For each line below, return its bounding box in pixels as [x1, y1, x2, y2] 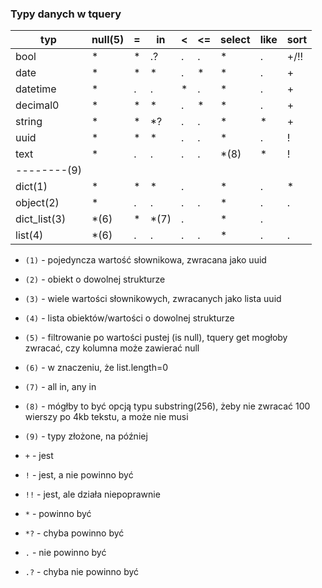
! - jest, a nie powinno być [24, 469, 134, 481]
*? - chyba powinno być [24, 527, 125, 539]
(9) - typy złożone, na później [24, 430, 148, 442]
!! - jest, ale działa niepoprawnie [24, 488, 161, 501]
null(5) [91, 33, 125, 47]
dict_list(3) [15, 212, 67, 226]
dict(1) [15, 180, 48, 194]
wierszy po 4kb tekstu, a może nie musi [24, 411, 189, 423]
